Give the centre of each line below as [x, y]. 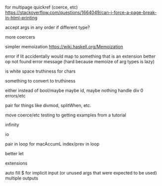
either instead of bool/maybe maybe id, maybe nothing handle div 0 [74, 91]
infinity [12, 125]
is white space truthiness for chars [40, 71]
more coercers [20, 37]
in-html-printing [21, 18]
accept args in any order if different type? [48, 27]
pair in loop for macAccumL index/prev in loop [52, 144]
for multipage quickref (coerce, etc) [42, 7]
